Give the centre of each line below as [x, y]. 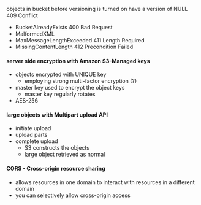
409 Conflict [22, 15]
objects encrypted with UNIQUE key [61, 75]
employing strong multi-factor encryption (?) [81, 81]
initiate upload [33, 128]
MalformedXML [35, 34]
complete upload [36, 141]
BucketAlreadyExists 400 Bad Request [64, 27]
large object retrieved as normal [65, 154]
